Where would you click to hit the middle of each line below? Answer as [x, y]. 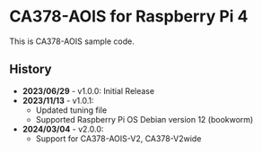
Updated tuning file [71, 110]
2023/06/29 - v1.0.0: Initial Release [88, 90]
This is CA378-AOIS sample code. [72, 41]
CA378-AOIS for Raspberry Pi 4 [129, 17]
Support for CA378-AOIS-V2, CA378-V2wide [118, 138]
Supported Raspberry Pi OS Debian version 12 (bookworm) [144, 119]
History [31, 69]
